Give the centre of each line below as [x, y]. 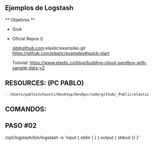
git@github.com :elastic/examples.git [49, 48]
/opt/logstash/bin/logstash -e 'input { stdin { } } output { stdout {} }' [72, 137]
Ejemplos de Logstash [39, 8]
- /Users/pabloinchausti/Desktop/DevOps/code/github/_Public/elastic [77, 94]
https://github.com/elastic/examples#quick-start [61, 53]
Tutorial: [20, 62]
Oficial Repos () [28, 38]
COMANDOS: [26, 109]
